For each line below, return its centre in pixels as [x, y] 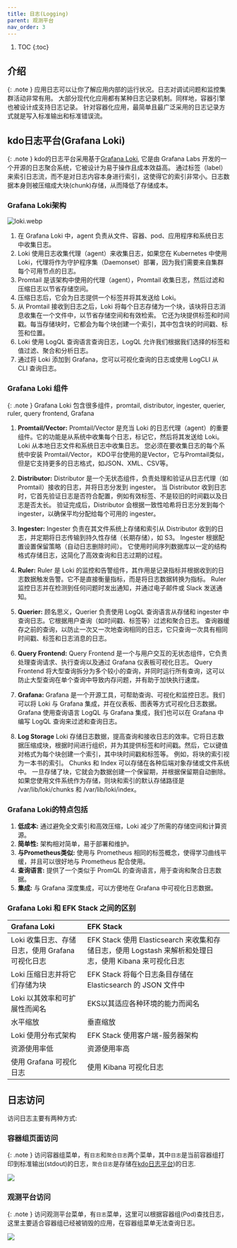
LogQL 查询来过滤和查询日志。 [76, 721]
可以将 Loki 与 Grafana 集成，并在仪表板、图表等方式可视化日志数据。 [119, 704]
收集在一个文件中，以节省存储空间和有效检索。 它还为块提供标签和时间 [127, 315]
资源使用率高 [109, 1049]
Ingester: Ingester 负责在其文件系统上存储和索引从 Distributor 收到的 [117, 528]
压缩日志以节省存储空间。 [55, 289]
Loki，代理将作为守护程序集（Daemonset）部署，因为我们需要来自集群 [121, 262]
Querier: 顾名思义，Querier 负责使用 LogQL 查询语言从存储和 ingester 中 [123, 612]
